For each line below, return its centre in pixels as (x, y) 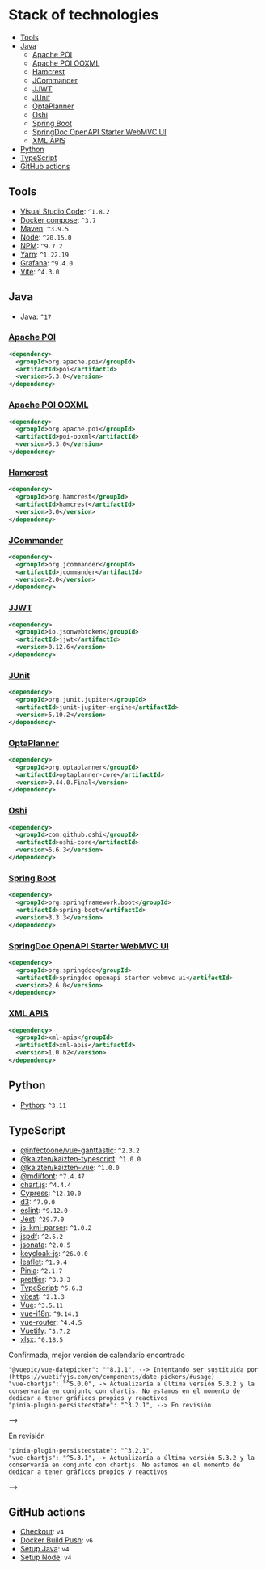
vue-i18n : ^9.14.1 (49, 1313)
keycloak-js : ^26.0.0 (54, 1253)
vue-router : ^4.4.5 (51, 1322)
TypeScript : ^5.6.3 (51, 1288)
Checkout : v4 (42, 1532)
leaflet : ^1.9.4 (43, 1262)
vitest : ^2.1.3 (42, 1296)
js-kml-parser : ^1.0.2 (56, 1227)
